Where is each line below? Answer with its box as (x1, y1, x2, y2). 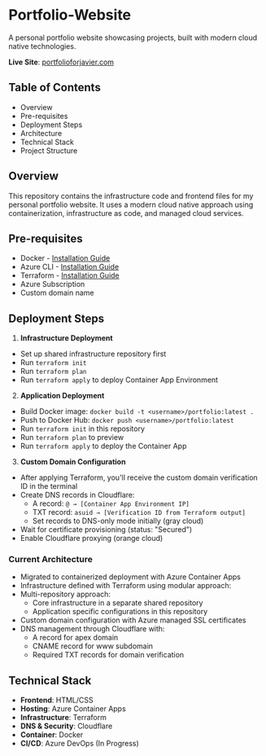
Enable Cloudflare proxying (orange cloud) (20, 534, 164, 543)
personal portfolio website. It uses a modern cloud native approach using (8, 200, 254, 209)
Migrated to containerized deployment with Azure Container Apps (20, 572, 242, 582)
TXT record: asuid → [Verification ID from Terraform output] (32, 508, 246, 517)
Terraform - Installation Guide (20, 270, 120, 280)
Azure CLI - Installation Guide (20, 262, 120, 272)
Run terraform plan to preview (20, 433, 124, 442)
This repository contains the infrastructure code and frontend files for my (8, 191, 254, 200)
